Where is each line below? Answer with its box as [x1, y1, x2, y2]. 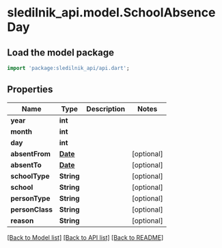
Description [86, 104, 126, 114]
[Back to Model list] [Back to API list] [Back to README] [7, 233, 164, 241]
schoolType [10, 171, 50, 181]
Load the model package [7, 47, 115, 58]
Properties [7, 84, 53, 95]
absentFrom [10, 149, 51, 158]
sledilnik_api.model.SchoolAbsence [7, 5, 216, 21]
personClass [10, 204, 53, 214]
